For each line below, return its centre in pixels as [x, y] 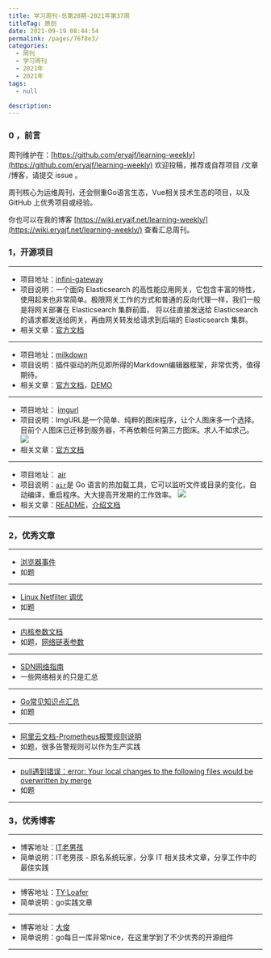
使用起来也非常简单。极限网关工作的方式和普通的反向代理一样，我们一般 [140, 299]
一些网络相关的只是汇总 [59, 677]
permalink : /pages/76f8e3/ [54, 38]
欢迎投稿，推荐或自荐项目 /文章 [206, 165]
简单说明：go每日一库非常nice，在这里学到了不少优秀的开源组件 [127, 937]
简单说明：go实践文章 [56, 902]
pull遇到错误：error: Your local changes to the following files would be [137, 771]
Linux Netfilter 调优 [52, 597]
